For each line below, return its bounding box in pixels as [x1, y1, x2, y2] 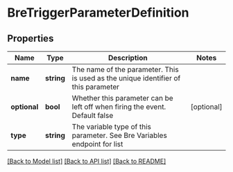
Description [107, 53, 148, 62]
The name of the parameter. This [71, 64, 179, 74]
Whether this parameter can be [71, 94, 173, 103]
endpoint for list [71, 139, 123, 148]
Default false [71, 111, 114, 120]
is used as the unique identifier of [71, 74, 181, 83]
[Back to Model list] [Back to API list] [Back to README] [7, 157, 166, 165]
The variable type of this [71, 122, 151, 131]
